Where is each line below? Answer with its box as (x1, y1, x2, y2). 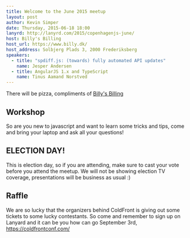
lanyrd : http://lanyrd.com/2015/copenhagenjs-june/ (6, 30, 134, 36)
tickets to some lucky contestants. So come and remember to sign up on (6, 212, 181, 220)
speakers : (6, 52, 30, 58)
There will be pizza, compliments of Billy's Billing (6, 90, 124, 97)
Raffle (6, 191, 28, 201)
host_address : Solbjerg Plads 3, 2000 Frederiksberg (6, 47, 137, 53)
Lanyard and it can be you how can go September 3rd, (6, 219, 137, 226)
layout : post (6, 14, 38, 20)
